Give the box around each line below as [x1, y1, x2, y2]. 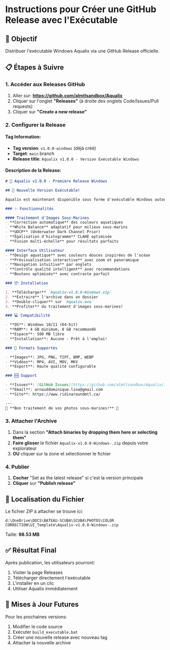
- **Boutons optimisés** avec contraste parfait [5, 272, 110, 277]
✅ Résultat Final [5, 546, 57, 555]
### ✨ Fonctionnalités [5, 206, 54, 211]
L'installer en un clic [12, 580, 54, 586]
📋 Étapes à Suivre [5, 63, 64, 72]
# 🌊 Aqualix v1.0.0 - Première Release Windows [5, 179, 108, 184]
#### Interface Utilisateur [5, 248, 65, 253]
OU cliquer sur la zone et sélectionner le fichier [12, 450, 111, 456]
